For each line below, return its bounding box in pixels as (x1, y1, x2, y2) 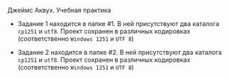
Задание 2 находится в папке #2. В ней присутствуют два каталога (17, 48, 222, 56)
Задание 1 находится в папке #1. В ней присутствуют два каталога (17, 20, 220, 27)
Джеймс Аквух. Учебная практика (7, 6, 111, 14)
